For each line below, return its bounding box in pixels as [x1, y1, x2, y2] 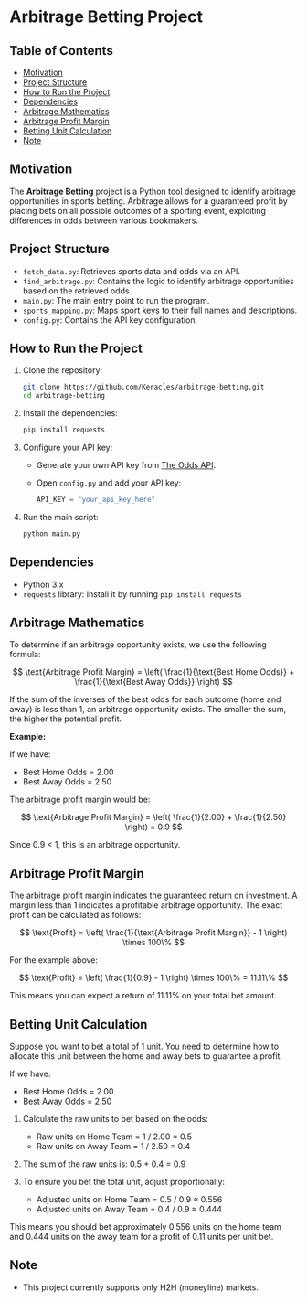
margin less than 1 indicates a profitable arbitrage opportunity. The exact [9, 900, 283, 911]
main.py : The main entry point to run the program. [22, 294, 210, 305]
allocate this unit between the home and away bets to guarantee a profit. [9, 1051, 283, 1062]
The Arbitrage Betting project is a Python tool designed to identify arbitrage [9, 186, 297, 197]
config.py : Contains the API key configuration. [22, 314, 198, 325]
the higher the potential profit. [9, 713, 122, 724]
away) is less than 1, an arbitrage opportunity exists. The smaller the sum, [9, 704, 286, 715]
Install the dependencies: [22, 408, 119, 419]
